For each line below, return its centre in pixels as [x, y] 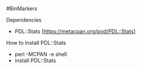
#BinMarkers [22, 9]
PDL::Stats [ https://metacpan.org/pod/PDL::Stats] [75, 31]
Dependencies [24, 20]
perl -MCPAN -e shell [41, 54]
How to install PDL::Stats [36, 43]
